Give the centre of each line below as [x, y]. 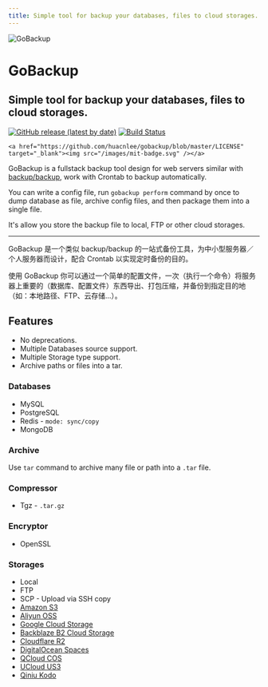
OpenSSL [35, 543]
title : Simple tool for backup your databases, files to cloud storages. [134, 16]
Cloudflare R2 [42, 641]
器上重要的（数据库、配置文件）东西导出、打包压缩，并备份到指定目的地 [127, 285]
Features [31, 322]
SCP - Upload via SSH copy [65, 598]
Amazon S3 [39, 607]
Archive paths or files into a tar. [71, 366]
